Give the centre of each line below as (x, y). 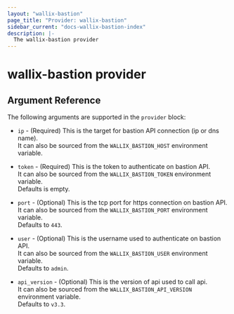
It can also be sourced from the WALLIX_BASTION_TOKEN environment (114, 174)
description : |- (31, 33)
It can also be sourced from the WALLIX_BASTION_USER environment (113, 254)
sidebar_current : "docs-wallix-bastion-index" (77, 27)
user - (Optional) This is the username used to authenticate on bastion (119, 238)
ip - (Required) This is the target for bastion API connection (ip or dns (118, 131)
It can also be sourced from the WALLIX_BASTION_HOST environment (113, 146)
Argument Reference (54, 100)
